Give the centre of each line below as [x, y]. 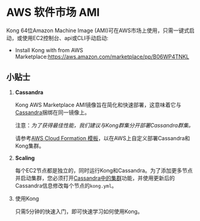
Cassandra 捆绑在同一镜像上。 [52, 112]
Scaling [25, 158]
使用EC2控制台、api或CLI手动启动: [65, 38]
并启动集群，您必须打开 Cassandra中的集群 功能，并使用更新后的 [95, 178]
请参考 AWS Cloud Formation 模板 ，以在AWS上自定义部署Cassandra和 [102, 138]
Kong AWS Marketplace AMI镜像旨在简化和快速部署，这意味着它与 [98, 104]
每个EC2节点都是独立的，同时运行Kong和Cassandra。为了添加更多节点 [104, 170]
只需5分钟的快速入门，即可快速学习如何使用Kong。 [79, 211]
